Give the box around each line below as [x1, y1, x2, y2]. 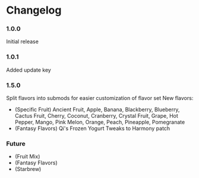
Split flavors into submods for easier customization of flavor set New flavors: [6, 95, 194, 102]
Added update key [6, 66, 52, 73]
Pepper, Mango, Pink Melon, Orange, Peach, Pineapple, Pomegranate [14, 119, 185, 126]
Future [6, 140, 26, 148]
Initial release [6, 38, 39, 45]
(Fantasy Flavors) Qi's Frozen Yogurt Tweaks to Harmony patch [14, 125, 170, 132]
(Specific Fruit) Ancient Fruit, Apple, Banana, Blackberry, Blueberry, [14, 106, 180, 113]
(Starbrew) [14, 166, 42, 173]
